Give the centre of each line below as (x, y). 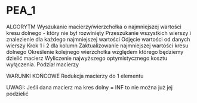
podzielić (17, 94)
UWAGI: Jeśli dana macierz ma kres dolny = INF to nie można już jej (90, 87)
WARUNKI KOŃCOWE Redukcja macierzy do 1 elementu (75, 76)
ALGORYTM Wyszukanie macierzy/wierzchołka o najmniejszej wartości (94, 27)
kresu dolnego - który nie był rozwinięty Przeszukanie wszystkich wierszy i (98, 33)
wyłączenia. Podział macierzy (43, 64)
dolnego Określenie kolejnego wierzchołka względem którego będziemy (95, 51)
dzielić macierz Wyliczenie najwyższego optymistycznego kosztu (87, 58)
